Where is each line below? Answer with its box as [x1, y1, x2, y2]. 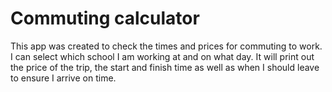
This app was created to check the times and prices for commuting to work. [10, 40, 323, 52]
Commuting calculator [10, 7, 200, 30]
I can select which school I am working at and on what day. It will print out [10, 50, 315, 62]
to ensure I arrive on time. [10, 72, 117, 84]
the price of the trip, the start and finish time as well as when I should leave [10, 61, 320, 73]
